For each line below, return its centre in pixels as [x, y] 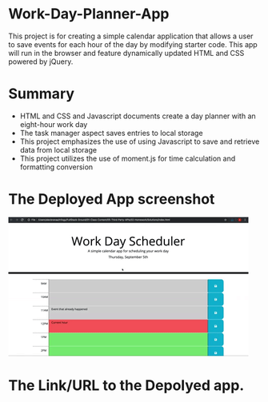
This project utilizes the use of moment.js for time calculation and [128, 158]
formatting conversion [56, 167]
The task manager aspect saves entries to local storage [111, 133]
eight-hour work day [54, 124]
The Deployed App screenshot [112, 199]
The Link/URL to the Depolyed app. [126, 385]
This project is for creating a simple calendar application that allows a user [131, 36]
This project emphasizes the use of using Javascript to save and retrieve [140, 141]
